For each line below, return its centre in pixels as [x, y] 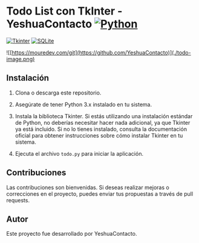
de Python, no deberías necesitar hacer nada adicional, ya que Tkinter [103, 122]
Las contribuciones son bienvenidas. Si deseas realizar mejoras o [88, 187]
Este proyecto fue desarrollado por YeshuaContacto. [72, 234]
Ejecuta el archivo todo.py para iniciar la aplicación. [79, 153]
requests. [18, 200]
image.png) [21, 59]
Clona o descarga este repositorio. [58, 93]
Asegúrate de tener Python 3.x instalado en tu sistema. [83, 104]
